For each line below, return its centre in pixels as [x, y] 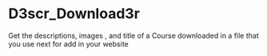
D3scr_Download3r [74, 14]
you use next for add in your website [69, 43]
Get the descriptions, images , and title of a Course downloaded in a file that [134, 35]
